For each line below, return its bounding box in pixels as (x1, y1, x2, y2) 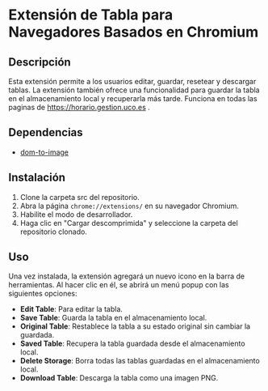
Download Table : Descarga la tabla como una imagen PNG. (19, 373, 219, 383)
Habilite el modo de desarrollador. (19, 209, 133, 219)
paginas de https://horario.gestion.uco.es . (8, 103, 151, 112)
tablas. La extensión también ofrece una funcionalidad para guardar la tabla (8, 85, 260, 95)
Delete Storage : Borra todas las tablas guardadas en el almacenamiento (19, 356, 260, 366)
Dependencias (8, 125, 83, 139)
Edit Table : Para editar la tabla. (19, 304, 124, 314)
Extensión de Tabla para (8, 6, 174, 24)
